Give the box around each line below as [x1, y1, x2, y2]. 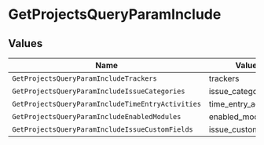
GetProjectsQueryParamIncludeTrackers [12, 74, 157, 83]
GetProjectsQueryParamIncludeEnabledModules [12, 112, 181, 121]
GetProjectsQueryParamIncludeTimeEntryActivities [12, 100, 202, 108]
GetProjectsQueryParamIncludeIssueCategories [12, 87, 185, 96]
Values [8, 37, 43, 50]
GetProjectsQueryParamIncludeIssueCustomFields [12, 125, 194, 134]
